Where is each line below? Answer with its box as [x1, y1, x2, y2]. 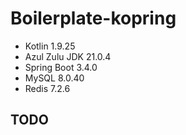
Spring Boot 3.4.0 [24, 61, 98, 73]
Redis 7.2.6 [24, 82, 71, 94]
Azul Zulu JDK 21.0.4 [24, 50, 112, 62]
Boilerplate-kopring [10, 7, 177, 30]
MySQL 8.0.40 [24, 72, 85, 84]
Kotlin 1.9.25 [24, 40, 76, 52]
